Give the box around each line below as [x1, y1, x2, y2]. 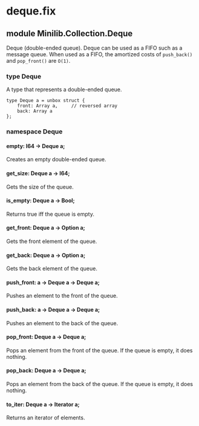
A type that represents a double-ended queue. [6, 86, 122, 93]
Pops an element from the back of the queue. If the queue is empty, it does [6, 381, 194, 388]
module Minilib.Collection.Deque [6, 28, 133, 39]
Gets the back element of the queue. [6, 265, 98, 273]
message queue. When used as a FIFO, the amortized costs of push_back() [6, 51, 193, 58]
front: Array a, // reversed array [17, 103, 118, 109]
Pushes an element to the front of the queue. [6, 292, 118, 300]
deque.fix [6, 4, 56, 18]
